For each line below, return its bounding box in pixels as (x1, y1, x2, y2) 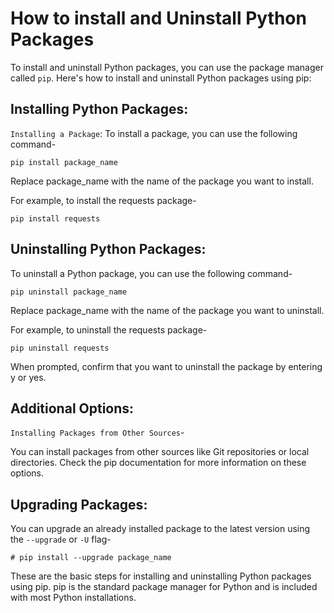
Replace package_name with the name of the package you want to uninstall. (10, 304, 325, 316)
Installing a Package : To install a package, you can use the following (10, 127, 298, 139)
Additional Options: (10, 400, 135, 417)
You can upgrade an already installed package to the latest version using (10, 523, 311, 535)
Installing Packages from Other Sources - (10, 427, 185, 439)
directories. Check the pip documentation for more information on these (10, 457, 307, 469)
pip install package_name (10, 157, 118, 167)
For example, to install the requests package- (10, 194, 197, 206)
